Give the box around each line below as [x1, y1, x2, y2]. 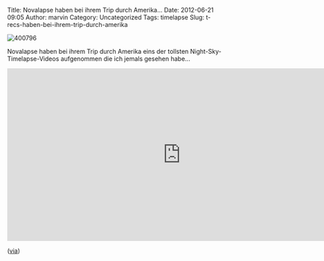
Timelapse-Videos [7, 55, 60, 63]
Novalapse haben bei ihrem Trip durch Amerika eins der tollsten [7, 48, 189, 55]
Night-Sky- [190, 48, 222, 55]
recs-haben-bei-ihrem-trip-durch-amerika [7, 21, 128, 28]
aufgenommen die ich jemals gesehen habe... [60, 55, 190, 63]
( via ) [7, 246, 21, 255]
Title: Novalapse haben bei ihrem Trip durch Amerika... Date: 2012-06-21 [7, 6, 214, 14]
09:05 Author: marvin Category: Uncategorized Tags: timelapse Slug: [7, 13, 205, 21]
